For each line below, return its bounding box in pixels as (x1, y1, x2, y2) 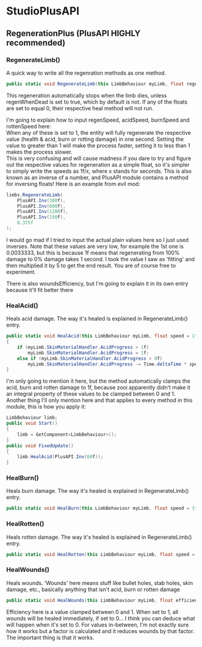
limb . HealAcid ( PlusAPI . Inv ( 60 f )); (17, 454, 103, 460)
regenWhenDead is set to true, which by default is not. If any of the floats (6, 98, 188, 105)
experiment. (6, 268, 36, 275)
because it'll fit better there (6, 286, 73, 293)
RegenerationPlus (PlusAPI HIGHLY (6, 28, 141, 39)
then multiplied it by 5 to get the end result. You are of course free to (6, 262, 176, 269)
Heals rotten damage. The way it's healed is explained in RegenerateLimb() (6, 533, 192, 540)
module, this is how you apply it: (6, 403, 86, 410)
